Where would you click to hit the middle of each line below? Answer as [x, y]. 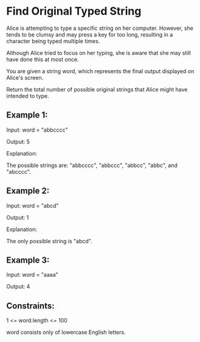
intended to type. [28, 96]
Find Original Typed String [74, 11]
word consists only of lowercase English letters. [66, 332]
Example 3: [28, 260]
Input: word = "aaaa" [33, 275]
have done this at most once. [43, 59]
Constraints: [30, 306]
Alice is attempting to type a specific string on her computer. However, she [100, 28]
